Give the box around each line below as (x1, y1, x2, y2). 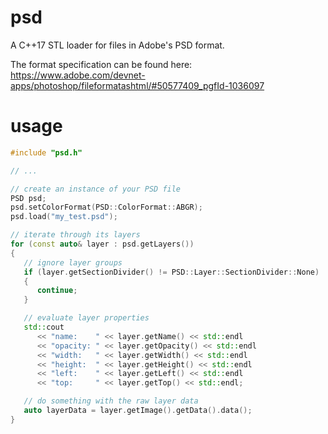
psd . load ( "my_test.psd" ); (10, 212, 118, 222)
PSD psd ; (10, 193, 47, 203)
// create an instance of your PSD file (10, 184, 182, 194)
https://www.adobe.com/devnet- (10, 69, 146, 81)
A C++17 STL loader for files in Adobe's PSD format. (10, 39, 225, 51)
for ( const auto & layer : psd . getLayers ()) (10, 239, 195, 249)
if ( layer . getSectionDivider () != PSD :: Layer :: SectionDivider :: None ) (23, 267, 320, 277)
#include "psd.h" (10, 147, 83, 158)
